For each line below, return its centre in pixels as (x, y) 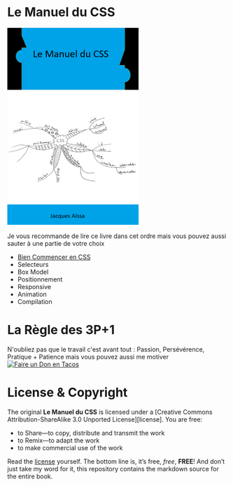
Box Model (33, 272)
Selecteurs (33, 264)
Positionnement (40, 279)
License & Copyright (68, 393)
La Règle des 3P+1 (61, 330)
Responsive (34, 286)
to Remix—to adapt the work (58, 440)
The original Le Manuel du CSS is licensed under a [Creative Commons (110, 412)
